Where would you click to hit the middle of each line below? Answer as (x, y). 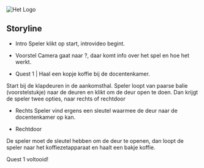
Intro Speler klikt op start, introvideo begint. (70, 44)
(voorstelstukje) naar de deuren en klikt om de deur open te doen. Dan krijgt (102, 92)
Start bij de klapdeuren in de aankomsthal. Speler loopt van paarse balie (97, 85)
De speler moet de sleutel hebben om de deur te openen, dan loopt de (95, 140)
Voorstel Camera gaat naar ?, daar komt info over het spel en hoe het (102, 55)
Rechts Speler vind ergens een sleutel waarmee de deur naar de (96, 110)
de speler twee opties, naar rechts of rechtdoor (66, 99)
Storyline (24, 29)
